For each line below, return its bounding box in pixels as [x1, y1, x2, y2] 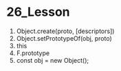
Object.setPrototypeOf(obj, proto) [16, 34, 112, 42]
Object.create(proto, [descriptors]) [16, 27, 115, 35]
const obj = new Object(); [16, 56, 89, 64]
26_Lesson [6, 4, 70, 20]
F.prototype [16, 49, 49, 57]
